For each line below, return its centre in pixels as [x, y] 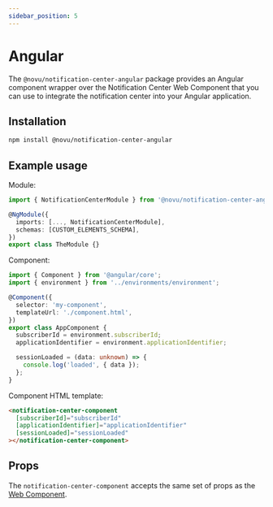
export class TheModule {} [54, 245]
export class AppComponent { [58, 327]
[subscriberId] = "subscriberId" [69, 418]
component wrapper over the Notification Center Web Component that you [134, 87]
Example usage [48, 165]
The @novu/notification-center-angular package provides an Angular [126, 79]
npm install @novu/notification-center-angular [91, 140]
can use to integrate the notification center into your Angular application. [130, 96]
